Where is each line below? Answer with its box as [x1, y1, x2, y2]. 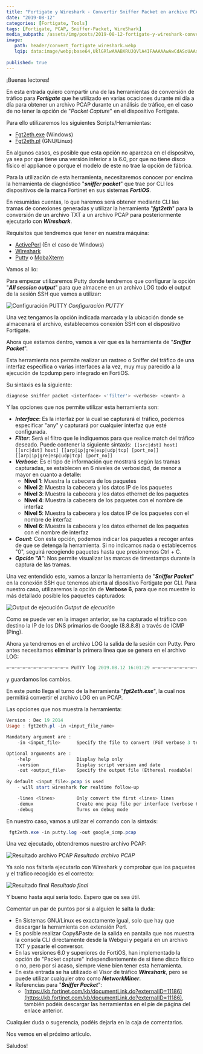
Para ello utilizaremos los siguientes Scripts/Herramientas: [6, 119, 152, 126]
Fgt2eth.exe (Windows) [14, 131, 74, 138]
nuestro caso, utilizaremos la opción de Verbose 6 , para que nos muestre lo [6, 586, 196, 593]
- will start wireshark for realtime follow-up [17, 784, 139, 790]
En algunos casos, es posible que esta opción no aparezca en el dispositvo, [6, 149, 195, 156]
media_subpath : [6, 31, 45, 38]
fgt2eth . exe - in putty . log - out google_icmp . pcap [8, 829, 137, 835]
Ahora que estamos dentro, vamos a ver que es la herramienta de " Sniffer [6, 338, 192, 345]
